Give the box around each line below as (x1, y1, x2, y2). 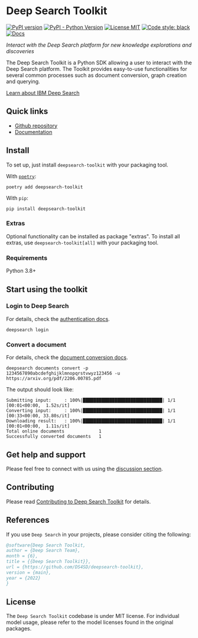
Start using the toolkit (6, 284, 87, 295)
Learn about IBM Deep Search (6, 89, 80, 96)
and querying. (6, 78, 40, 85)
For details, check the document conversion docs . (6, 354, 128, 361)
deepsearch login (6, 326, 49, 333)
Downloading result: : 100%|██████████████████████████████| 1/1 (6, 418, 176, 424)
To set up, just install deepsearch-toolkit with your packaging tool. (6, 161, 168, 168)
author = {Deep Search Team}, (6, 548, 81, 554)
